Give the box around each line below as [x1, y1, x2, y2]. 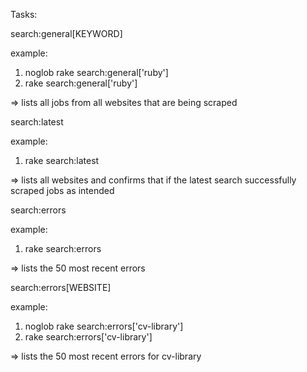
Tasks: [10, 9, 38, 20]
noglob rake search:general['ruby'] [24, 67, 169, 78]
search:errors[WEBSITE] [10, 282, 112, 293]
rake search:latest [24, 155, 100, 166]
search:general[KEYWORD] [10, 28, 123, 39]
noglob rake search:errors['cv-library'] [24, 320, 184, 332]
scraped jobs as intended [10, 185, 115, 196]
